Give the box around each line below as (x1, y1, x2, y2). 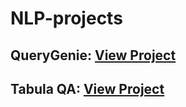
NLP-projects (10, 7, 123, 30)
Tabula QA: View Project (10, 80, 165, 97)
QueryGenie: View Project (10, 47, 177, 64)
